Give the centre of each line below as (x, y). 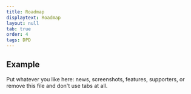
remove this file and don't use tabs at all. (57, 86)
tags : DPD (19, 40)
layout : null (23, 23)
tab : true (19, 29)
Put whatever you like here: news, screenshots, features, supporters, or (95, 79)
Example (23, 65)
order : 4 (17, 35)
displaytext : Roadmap (34, 18)
